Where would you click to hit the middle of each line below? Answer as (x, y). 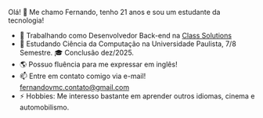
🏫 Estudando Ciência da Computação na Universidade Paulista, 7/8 (128, 44)
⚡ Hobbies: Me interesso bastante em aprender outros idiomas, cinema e (137, 96)
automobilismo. (44, 107)
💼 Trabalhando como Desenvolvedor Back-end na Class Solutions (126, 36)
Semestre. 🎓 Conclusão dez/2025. (77, 52)
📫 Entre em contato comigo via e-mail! (83, 76)
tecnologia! (26, 20)
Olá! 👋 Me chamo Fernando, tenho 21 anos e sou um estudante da (114, 12)
